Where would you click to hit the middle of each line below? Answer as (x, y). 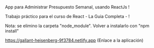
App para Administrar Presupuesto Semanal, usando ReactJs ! (67, 7)
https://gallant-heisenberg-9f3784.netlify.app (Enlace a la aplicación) (74, 40)
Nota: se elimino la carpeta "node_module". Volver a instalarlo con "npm (77, 26)
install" (12, 31)
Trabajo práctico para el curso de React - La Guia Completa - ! (68, 16)
